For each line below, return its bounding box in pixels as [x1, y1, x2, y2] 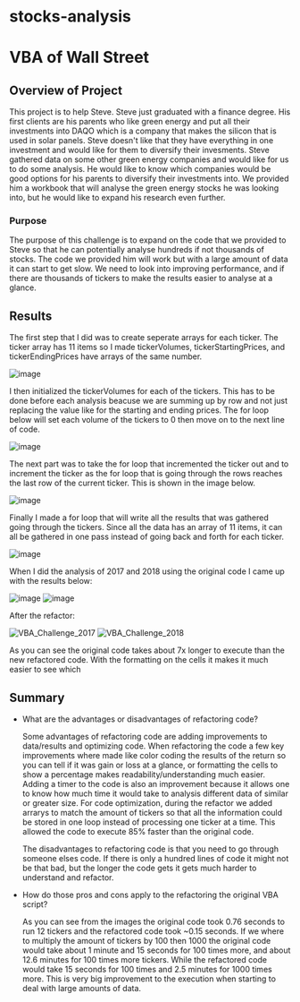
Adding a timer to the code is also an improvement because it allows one [21, 779, 290, 790]
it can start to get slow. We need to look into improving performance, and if [9, 263, 285, 274]
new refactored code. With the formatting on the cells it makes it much [9, 655, 269, 665]
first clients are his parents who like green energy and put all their [9, 116, 251, 127]
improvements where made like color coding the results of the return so [21, 750, 287, 761]
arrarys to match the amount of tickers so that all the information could [21, 808, 283, 818]
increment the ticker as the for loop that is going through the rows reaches [9, 468, 283, 479]
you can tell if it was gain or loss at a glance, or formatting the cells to [21, 759, 279, 771]
